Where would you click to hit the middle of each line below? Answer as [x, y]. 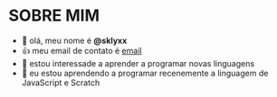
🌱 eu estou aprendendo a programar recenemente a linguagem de [145, 73]
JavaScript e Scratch [61, 83]
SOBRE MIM [54, 16]
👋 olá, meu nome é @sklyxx [74, 40]
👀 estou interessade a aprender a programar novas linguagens [138, 63]
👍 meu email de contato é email [81, 50]
